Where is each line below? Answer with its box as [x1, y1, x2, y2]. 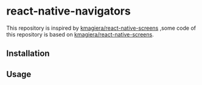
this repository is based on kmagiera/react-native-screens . [6, 30, 154, 38]
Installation [6, 49, 50, 59]
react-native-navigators [6, 4, 131, 18]
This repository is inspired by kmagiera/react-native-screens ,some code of [6, 24, 197, 32]
